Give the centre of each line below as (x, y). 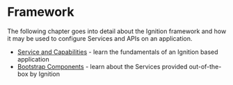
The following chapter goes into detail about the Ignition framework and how (117, 31)
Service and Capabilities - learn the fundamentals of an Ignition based (118, 52)
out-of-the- (205, 66)
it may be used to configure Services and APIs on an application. (100, 38)
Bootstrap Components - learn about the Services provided (102, 66)
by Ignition (45, 74)
